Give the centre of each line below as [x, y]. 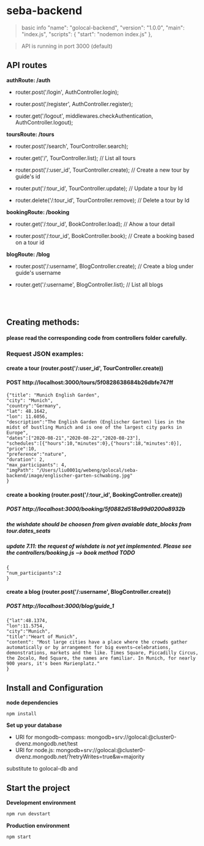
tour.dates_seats [28, 531]
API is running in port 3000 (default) [67, 46]
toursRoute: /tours [30, 134]
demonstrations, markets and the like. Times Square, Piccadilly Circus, [103, 653]
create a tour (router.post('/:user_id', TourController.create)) [85, 368]
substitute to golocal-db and [42, 769]
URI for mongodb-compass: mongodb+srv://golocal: [82, 737]
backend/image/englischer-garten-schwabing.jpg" [70, 476]
